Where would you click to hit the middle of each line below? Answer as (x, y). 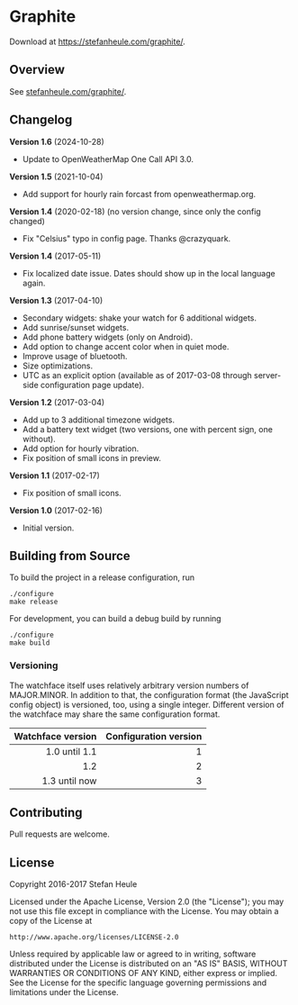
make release (34, 602)
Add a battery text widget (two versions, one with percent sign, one (147, 429)
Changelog (41, 120)
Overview (37, 70)
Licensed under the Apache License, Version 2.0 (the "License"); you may (147, 901)
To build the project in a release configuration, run (102, 577)
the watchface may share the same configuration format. (115, 714)
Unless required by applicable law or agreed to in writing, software (133, 954)
